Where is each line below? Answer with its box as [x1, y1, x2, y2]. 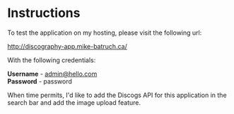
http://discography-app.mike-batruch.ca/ [7, 42, 127, 50]
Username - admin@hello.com [7, 69, 98, 78]
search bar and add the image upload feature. [7, 98, 141, 107]
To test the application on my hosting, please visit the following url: [7, 28, 202, 37]
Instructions [7, 5, 81, 21]
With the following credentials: [7, 55, 96, 64]
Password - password [7, 76, 73, 86]
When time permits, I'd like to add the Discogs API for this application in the [7, 91, 228, 99]
